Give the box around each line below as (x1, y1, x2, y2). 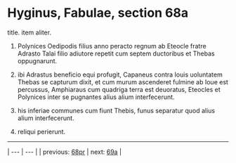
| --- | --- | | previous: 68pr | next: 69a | (7, 148, 122, 156)
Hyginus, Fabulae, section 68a (7, 5, 189, 21)
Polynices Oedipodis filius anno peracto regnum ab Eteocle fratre (17, 41, 206, 50)
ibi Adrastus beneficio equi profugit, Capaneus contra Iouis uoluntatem (17, 70, 223, 79)
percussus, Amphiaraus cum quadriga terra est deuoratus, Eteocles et (17, 85, 221, 93)
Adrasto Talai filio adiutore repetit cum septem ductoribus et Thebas (17, 49, 216, 58)
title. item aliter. (7, 28, 51, 37)
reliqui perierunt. (17, 127, 66, 136)
